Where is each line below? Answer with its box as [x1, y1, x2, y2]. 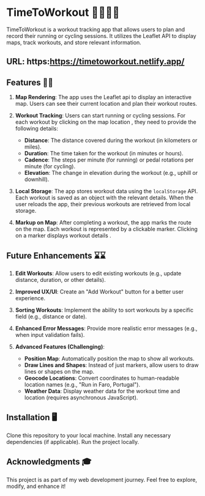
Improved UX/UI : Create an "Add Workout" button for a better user [15, 287, 184, 295]
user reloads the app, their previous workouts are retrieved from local [15, 201, 191, 208]
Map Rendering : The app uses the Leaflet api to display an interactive [15, 94, 192, 101]
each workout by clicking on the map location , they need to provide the [15, 119, 197, 126]
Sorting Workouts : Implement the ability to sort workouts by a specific [15, 306, 194, 314]
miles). [24, 143, 42, 150]
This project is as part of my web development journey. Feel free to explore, [6, 476, 198, 483]
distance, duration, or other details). [15, 276, 106, 283]
